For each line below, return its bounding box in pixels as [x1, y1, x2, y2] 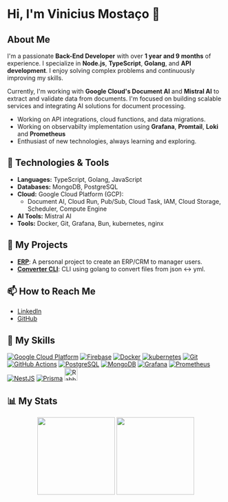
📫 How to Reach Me [7, 286, 96, 297]
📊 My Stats [7, 395, 58, 407]
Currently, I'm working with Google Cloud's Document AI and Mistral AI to [7, 87, 220, 95]
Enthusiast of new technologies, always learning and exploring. [17, 137, 197, 145]
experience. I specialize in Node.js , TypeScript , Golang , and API [7, 59, 191, 67]
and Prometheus [17, 130, 66, 138]
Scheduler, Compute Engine [27, 205, 107, 213]
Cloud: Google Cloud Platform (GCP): [17, 189, 124, 198]
